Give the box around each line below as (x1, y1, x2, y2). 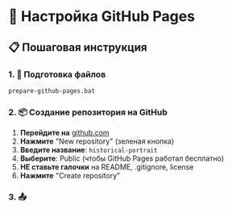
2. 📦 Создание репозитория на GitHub (8, 107, 168, 118)
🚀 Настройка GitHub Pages (8, 7, 196, 26)
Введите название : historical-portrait (19, 145, 158, 155)
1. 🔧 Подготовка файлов (8, 69, 106, 80)
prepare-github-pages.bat (8, 86, 95, 95)
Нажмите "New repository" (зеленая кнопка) (19, 136, 175, 146)
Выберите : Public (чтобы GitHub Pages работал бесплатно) (19, 153, 225, 164)
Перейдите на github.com (19, 128, 110, 138)
